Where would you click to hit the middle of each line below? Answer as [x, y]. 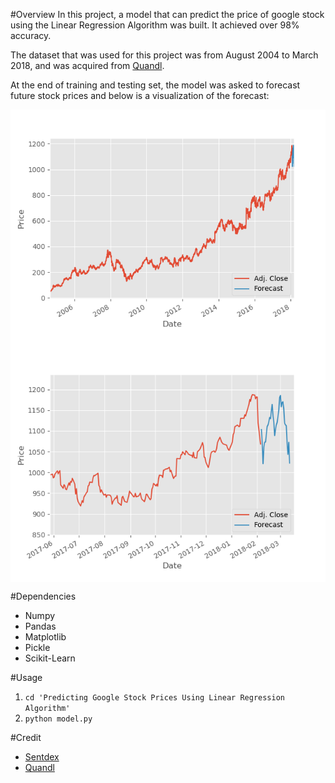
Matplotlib [45, 637]
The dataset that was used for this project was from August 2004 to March [164, 55]
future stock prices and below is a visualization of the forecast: [140, 95]
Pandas [40, 626]
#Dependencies [43, 596]
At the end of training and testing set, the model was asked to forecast [155, 85]
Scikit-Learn [50, 658]
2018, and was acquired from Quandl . [87, 65]
